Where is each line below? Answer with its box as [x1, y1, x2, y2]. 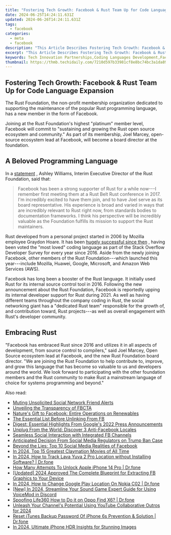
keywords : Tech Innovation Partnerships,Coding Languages [5, 54, 131, 60]
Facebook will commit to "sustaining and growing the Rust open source [5, 126, 155, 132]
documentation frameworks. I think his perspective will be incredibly [17, 212, 161, 219]
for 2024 [12, 508, 32, 514]
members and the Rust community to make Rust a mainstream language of [5, 374, 162, 380]
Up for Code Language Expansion [5, 86, 114, 95]
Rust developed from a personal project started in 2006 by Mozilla [5, 233, 145, 239]
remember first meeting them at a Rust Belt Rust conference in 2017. [17, 191, 161, 197]
